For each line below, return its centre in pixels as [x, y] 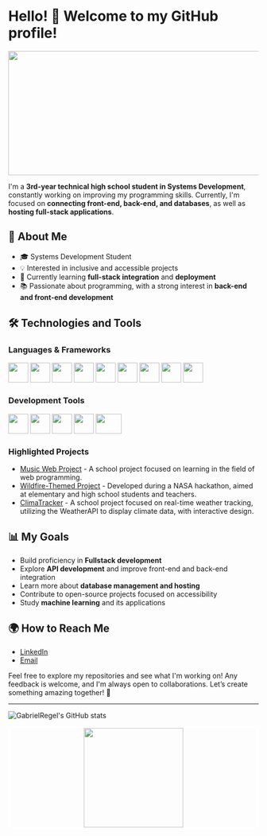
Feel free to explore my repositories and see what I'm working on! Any [123, 675]
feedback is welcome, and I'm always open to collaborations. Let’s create [128, 684]
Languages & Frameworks [60, 350]
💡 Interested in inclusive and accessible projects [99, 268]
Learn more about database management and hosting [110, 585]
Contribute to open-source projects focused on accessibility [118, 594]
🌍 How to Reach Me [59, 629]
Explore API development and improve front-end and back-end [124, 569]
